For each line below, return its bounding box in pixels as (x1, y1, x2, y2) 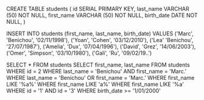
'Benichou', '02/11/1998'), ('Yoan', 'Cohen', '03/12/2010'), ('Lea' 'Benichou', (6, 37, 194, 43)
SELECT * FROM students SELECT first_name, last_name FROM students (6, 61, 190, 68)
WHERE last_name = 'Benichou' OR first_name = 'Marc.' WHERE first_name (6, 74, 195, 81)
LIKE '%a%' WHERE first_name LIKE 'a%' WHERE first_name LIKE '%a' (6, 80, 185, 88)
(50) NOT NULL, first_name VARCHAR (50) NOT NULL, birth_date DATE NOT (6, 12, 198, 19)
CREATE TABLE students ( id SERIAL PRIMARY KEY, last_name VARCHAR (6, 5, 190, 12)
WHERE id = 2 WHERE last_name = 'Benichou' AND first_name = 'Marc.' (6, 68, 187, 75)
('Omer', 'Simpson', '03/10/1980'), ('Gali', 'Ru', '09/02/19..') (6, 49, 152, 57)
